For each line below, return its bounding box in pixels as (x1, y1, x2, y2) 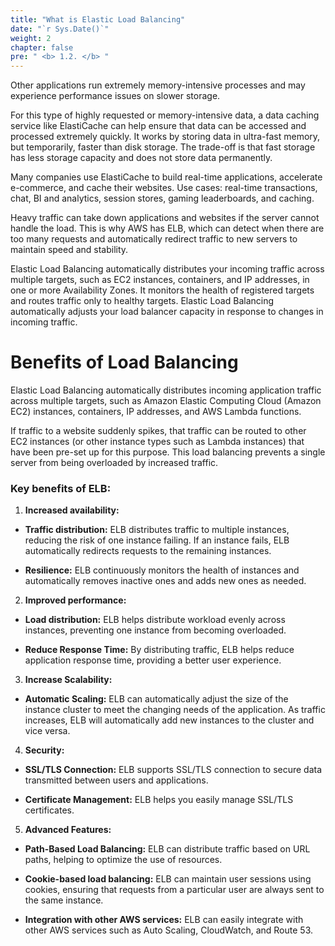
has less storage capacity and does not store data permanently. (10, 152, 273, 164)
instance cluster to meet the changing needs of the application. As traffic (24, 704, 326, 716)
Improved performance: (24, 594, 127, 606)
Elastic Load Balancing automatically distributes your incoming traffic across (10, 263, 325, 275)
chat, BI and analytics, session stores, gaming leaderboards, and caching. (10, 192, 315, 205)
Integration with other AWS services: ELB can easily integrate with (24, 914, 304, 926)
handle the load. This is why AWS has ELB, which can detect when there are (10, 222, 325, 235)
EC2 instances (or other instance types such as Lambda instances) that (10, 436, 305, 448)
